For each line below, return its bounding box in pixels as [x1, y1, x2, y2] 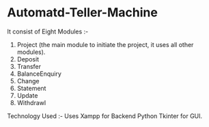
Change [16, 76, 40, 85]
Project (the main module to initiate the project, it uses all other [16, 40, 194, 48]
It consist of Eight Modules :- [7, 27, 89, 36]
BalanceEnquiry [16, 70, 61, 78]
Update [16, 91, 38, 100]
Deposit [16, 55, 40, 63]
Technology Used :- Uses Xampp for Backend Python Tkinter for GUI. [7, 111, 203, 120]
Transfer [16, 62, 42, 70]
